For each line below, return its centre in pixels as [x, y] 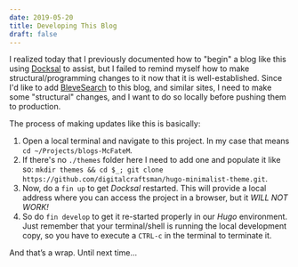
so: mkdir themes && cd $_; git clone [93, 169]
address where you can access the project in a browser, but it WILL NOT [155, 198]
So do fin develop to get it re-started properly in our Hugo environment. [154, 217]
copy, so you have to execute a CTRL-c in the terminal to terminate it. [147, 236]
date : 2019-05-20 [41, 17]
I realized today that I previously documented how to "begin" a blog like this [148, 60]
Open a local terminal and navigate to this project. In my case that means [156, 141]
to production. [35, 107]
